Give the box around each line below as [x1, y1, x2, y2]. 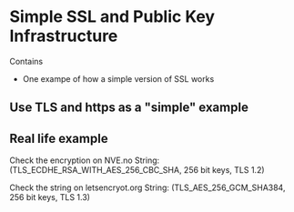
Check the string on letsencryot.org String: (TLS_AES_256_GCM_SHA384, [9, 182, 286, 193]
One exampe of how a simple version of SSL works [22, 73, 215, 84]
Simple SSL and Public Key [9, 6, 216, 27]
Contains [9, 56, 44, 66]
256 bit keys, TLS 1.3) [9, 192, 91, 203]
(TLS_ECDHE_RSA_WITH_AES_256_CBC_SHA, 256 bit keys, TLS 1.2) [9, 165, 266, 176]
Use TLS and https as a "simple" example [9, 100, 248, 116]
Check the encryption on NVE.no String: [9, 155, 160, 166]
